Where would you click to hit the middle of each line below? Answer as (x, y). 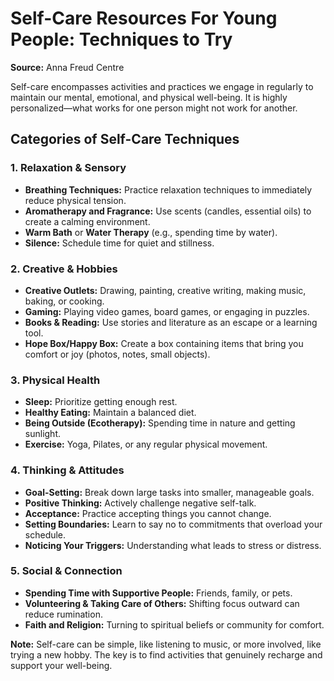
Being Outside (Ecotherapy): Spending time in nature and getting (160, 423)
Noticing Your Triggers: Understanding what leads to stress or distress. (173, 545)
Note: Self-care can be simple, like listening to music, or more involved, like (166, 644)
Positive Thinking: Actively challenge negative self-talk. (140, 503)
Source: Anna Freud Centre (67, 67)
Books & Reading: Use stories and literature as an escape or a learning (171, 322)
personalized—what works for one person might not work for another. (154, 108)
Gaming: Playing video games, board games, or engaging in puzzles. (167, 311)
